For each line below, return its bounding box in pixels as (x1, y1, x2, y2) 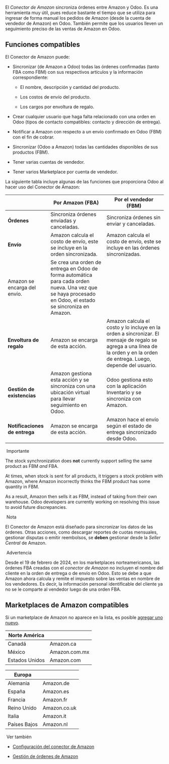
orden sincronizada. (50, 250, 98, 257)
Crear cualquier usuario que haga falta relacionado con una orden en (12, 113, 156, 119)
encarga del (8, 284, 36, 291)
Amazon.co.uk (42, 704, 77, 711)
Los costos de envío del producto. (20, 93, 91, 100)
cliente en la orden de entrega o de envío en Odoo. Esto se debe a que (5, 570, 152, 576)
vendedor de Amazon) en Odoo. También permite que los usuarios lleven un (5, 20, 163, 26)
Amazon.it (42, 712, 67, 720)
